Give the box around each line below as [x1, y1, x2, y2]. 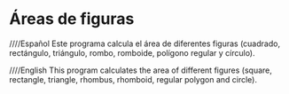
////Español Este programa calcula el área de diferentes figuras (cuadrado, [9, 38, 281, 49]
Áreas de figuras [9, 9, 135, 29]
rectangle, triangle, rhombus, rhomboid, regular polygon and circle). [9, 74, 258, 84]
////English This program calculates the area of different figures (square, [9, 65, 273, 75]
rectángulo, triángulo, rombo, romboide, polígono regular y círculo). [9, 47, 255, 58]
